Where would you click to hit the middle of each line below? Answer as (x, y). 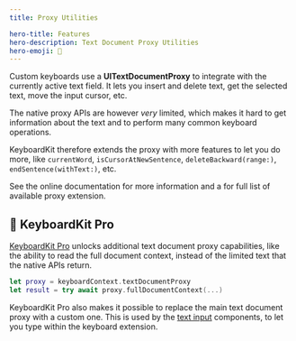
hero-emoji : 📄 (36, 51)
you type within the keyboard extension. (84, 327)
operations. (31, 133)
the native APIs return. (51, 265)
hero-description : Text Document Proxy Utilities (104, 42)
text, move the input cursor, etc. (68, 96)
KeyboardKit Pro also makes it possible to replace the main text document (146, 307)
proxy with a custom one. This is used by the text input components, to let (147, 317)
